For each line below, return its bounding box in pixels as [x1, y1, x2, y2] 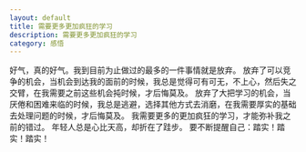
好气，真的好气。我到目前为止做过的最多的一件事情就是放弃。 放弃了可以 [9, 65, 283, 76]
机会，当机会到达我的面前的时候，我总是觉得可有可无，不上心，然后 [25, 76, 280, 87]
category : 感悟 [9, 38, 65, 48]
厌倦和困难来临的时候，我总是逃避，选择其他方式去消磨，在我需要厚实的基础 [9, 99, 297, 110]
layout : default [9, 13, 71, 23]
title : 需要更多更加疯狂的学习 [9, 22, 113, 31]
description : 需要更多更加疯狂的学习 [9, 30, 138, 39]
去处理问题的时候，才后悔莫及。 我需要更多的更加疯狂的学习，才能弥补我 [9, 110, 283, 121]
